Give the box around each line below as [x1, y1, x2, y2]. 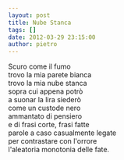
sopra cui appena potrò [8, 87, 83, 96]
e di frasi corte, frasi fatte [8, 120, 90, 130]
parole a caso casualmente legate [8, 128, 117, 137]
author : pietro [8, 41, 58, 48]
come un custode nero [8, 103, 81, 113]
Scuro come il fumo [8, 62, 72, 71]
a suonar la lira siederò [8, 95, 82, 105]
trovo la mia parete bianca [8, 70, 92, 80]
